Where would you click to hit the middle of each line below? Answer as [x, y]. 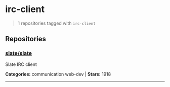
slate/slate [18, 53]
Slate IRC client [21, 64]
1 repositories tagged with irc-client [57, 23]
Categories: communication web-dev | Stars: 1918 [58, 74]
